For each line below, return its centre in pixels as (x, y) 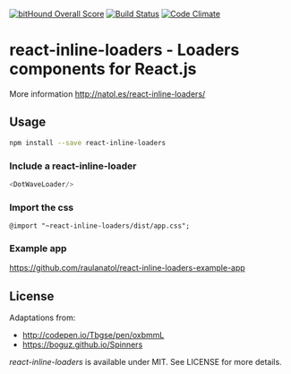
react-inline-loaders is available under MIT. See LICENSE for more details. (145, 362)
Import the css (42, 207)
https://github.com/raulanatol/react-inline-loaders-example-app (128, 268)
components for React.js (103, 70)
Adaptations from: (43, 317)
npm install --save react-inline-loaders (88, 143)
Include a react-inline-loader (73, 166)
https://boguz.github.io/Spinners (82, 344)
